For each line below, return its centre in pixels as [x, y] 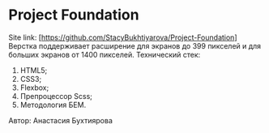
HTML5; [34, 70]
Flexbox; [34, 88]
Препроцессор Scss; [56, 96]
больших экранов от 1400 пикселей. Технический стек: [105, 54]
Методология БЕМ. [53, 105]
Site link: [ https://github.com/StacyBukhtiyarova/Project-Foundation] [123, 37]
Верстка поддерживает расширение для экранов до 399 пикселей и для [135, 45]
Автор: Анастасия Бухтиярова [61, 120]
